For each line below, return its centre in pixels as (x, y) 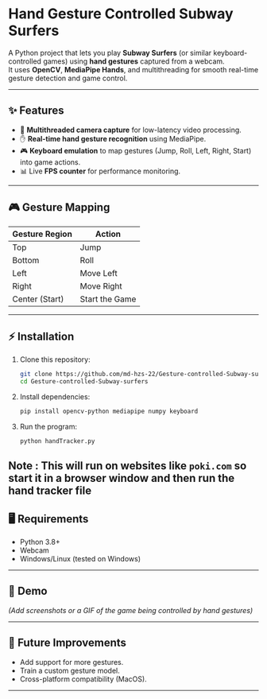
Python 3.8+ (40, 542)
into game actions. (50, 162)
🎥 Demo (28, 591)
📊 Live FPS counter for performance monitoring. (100, 171)
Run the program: (48, 427)
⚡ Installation (41, 336)
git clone (36, 375)
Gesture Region (43, 234)
